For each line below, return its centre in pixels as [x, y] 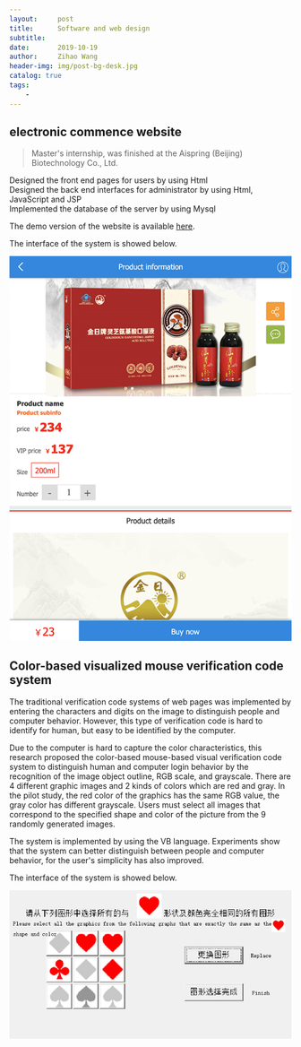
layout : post [42, 19]
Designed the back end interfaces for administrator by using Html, [131, 190]
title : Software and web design [80, 28]
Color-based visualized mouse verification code [146, 666]
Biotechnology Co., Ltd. [74, 163]
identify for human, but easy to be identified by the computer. [123, 730]
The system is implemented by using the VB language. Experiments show [145, 841]
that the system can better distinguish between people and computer [137, 851]
